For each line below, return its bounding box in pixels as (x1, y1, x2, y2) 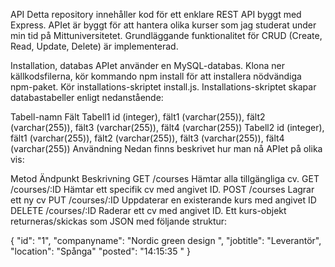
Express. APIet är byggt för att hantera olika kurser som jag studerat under (10, 19, 317, 31)
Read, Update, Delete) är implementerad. (10, 40, 179, 52)
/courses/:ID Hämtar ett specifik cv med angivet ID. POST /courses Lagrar (10, 184, 315, 195)
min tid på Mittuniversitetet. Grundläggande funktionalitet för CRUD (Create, (10, 30, 323, 41)
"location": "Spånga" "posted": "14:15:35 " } (10, 245, 191, 257)
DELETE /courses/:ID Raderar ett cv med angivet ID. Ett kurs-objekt (10, 205, 287, 216)
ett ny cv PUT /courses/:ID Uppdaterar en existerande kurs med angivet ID (10, 194, 317, 206)
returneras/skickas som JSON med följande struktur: (10, 215, 228, 227)
